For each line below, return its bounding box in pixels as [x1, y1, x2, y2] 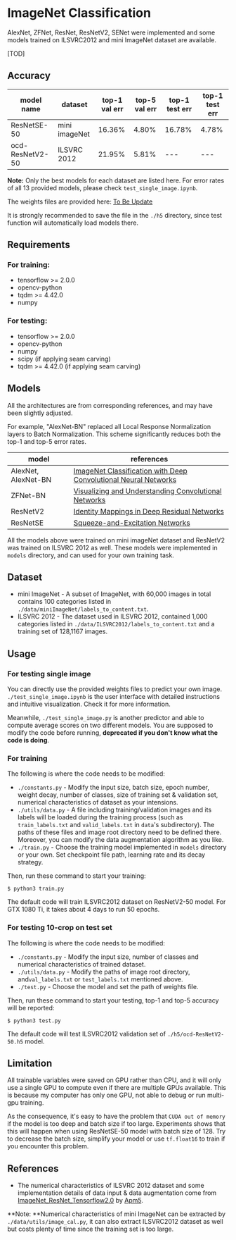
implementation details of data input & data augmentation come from [17, 1189, 217, 1197]
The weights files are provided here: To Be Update [7, 197, 153, 206]
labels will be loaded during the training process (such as [17, 813, 183, 821]
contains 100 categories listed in [17, 597, 112, 606]
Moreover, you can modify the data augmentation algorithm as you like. [17, 836, 224, 844]
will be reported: [7, 1003, 55, 1012]
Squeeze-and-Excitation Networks [73, 518, 191, 528]
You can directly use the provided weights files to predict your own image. [7, 685, 223, 693]
